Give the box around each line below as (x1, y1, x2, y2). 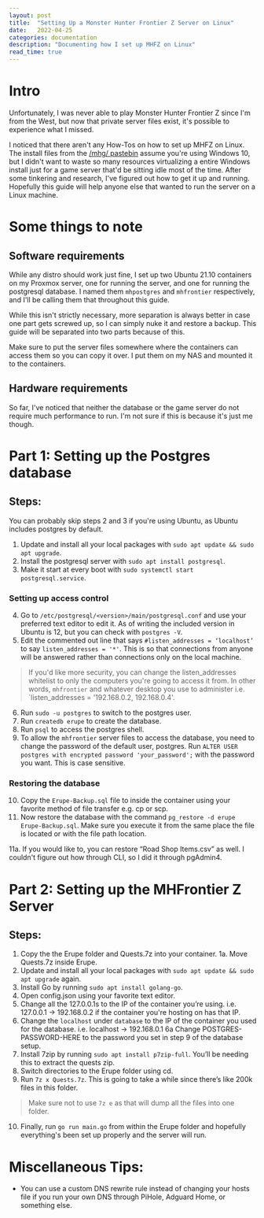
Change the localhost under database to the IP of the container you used (20, 1016, 257, 1026)
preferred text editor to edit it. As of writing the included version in (20, 619, 235, 628)
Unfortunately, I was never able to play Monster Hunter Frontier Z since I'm (9, 108, 251, 117)
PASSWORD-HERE (20, 1033, 81, 1042)
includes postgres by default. (9, 524, 104, 534)
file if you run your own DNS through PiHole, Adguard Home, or (20, 1192, 226, 1201)
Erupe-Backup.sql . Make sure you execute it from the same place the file (20, 820, 255, 831)
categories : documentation (9, 33, 97, 42)
